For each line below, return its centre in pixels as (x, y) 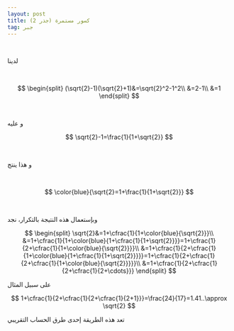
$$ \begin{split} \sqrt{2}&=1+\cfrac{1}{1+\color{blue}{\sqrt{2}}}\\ (119, 233)
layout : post (27, 14)
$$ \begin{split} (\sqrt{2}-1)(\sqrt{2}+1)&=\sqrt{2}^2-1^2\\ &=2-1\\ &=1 (119, 89)
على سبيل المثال (29, 285)
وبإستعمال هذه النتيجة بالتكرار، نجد (52, 220)
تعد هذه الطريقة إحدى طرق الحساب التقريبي (66, 320)
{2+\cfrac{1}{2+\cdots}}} (98, 271)
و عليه (15, 123)
